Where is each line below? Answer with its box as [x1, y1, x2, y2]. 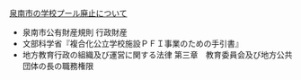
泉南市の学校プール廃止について [9, 8, 128, 18]
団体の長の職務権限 [22, 61, 94, 71]
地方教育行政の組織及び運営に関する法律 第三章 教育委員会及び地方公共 [22, 49, 293, 60]
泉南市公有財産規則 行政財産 [22, 27, 128, 38]
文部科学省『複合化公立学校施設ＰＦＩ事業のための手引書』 [22, 39, 243, 49]
